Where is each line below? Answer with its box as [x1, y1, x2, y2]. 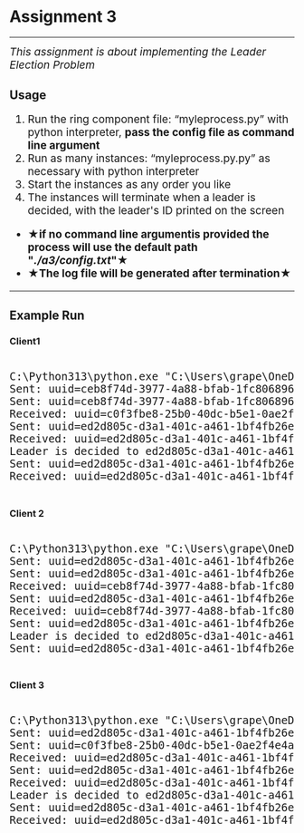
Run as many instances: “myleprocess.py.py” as [27, 151, 271, 166]
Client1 [9, 334, 41, 347]
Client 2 [9, 507, 45, 519]
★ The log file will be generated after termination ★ [27, 266, 291, 281]
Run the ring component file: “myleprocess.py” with [27, 112, 290, 127]
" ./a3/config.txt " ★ [27, 254, 128, 268]
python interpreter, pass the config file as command [27, 125, 295, 140]
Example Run [9, 307, 85, 323]
